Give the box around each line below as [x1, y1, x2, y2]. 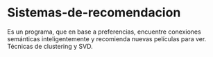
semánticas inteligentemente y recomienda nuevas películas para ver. [7, 34, 207, 43]
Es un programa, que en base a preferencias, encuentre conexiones [7, 27, 201, 36]
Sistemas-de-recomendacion [7, 5, 181, 21]
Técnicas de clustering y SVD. [7, 42, 93, 50]
